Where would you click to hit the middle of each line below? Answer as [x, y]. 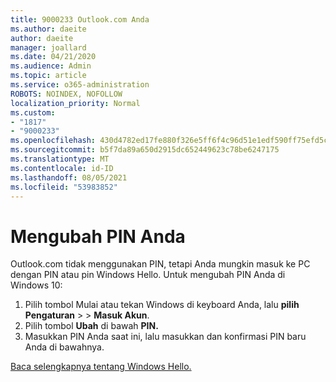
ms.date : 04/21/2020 [53, 57]
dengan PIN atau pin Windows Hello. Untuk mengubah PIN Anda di [148, 275]
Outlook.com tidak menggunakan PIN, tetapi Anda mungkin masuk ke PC [160, 264]
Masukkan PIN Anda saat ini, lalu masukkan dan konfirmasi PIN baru [165, 337]
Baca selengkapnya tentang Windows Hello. [101, 367]
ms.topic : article [48, 76]
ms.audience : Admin [51, 66]
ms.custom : [33, 112]
